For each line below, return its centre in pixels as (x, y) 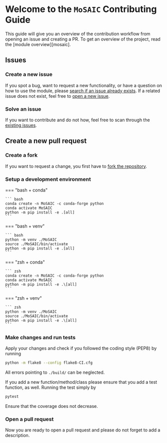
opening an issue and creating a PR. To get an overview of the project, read (83, 39)
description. (17, 435)
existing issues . (21, 125)
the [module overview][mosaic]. (38, 44)
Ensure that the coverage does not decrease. (52, 406)
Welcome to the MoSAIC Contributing (81, 9)
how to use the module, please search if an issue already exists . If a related (83, 91)
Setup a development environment (48, 179)
